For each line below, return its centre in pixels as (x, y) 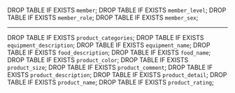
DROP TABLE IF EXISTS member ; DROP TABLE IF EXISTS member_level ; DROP (117, 10)
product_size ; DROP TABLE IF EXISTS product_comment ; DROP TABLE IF (110, 67)
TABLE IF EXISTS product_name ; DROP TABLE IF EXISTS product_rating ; (111, 82)
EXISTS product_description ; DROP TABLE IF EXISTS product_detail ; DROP (117, 75)
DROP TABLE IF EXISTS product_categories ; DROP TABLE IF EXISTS (106, 37)
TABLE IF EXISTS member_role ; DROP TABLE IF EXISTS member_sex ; (103, 17)
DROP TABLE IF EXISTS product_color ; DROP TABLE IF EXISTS (98, 60)
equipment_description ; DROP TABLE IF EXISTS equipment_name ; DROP (109, 45)
